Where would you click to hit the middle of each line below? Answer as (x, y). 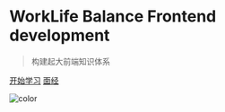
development (60, 35)
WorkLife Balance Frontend (113, 17)
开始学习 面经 (34, 80)
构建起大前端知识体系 (70, 61)
